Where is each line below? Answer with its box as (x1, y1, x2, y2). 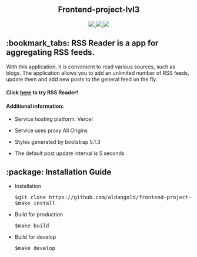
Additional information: (6, 103, 65, 110)
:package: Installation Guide (6, 167, 112, 177)
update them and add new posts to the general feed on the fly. (6, 75, 158, 83)
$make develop (14, 245, 56, 252)
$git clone (14, 194, 46, 201)
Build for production (14, 211, 64, 218)
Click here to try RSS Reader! (6, 89, 78, 96)
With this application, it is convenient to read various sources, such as (6, 63, 176, 70)
